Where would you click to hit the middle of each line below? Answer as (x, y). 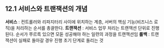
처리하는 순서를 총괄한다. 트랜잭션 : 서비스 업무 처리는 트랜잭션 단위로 (83, 28)
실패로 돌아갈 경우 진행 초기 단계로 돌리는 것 (61, 40)
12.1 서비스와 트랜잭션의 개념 (46, 9)
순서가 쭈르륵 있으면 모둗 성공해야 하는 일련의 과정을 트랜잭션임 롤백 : (83, 34)
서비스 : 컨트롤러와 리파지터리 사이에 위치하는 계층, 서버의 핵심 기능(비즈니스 (79, 22)
